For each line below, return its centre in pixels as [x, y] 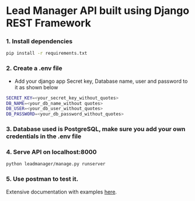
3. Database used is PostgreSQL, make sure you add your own [96, 129]
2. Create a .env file [34, 68]
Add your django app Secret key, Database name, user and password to [101, 81]
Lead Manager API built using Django [98, 11]
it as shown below [36, 87]
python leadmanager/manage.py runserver [56, 164]
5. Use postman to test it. [42, 179]
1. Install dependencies [39, 41]
